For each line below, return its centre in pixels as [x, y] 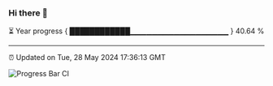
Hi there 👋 [28, 13]
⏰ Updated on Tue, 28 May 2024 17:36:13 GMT [87, 58]
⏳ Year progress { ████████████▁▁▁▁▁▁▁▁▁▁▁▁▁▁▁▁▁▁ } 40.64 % [136, 31]
